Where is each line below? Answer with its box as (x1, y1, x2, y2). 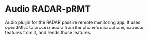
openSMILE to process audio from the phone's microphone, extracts (5, 24, 143, 30)
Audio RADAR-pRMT (5, 3, 91, 14)
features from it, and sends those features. (5, 29, 92, 35)
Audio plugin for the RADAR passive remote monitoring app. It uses (5, 19, 141, 25)
